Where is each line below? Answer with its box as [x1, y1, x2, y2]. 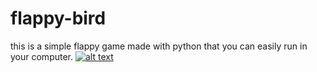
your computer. [10, 50, 74, 62]
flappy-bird [10, 7, 107, 30]
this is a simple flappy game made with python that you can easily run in [10, 40, 308, 52]
